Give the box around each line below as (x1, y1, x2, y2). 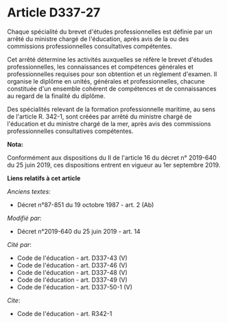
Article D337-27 (7, 5, 101, 21)
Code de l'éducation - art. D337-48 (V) (16, 268, 128, 276)
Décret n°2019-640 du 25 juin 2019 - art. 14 (16, 227, 141, 235)
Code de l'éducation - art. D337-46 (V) (16, 261, 128, 269)
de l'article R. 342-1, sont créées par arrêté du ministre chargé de (7, 112, 192, 121)
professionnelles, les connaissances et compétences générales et (7, 62, 194, 71)
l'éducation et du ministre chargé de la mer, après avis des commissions (7, 119, 211, 128)
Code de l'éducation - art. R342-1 (16, 309, 112, 318)
